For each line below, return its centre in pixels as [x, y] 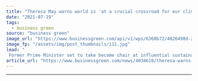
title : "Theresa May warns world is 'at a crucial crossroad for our [93, 11]
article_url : [22, 60]
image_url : [19, 39]
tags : [13, 22]
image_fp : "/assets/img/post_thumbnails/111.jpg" [68, 45]
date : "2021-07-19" [30, 17]
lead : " [16, 50]
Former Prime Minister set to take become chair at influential [89, 55]
